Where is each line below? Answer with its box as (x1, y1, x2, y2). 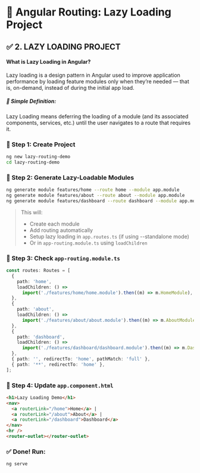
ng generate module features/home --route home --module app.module (6, 187, 180, 193)
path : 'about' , (17, 306, 55, 312)
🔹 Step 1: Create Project (6, 140, 76, 148)
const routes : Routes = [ (6, 268, 70, 274)
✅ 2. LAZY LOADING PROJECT (6, 42, 121, 52)
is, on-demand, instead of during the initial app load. (6, 84, 135, 91)
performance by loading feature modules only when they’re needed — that (6, 77, 189, 85)
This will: (20, 208, 43, 216)
